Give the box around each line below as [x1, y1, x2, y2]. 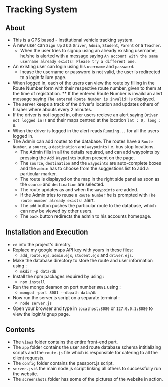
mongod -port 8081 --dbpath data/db [20, 290, 97, 295]
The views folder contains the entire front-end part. [12, 339, 118, 345]
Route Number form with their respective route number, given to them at [12, 85, 162, 91]
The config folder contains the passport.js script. [12, 360, 114, 366]
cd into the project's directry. [12, 241, 72, 247]
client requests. [12, 355, 45, 361]
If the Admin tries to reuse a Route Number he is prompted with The [20, 192, 156, 198]
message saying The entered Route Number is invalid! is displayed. [12, 96, 155, 102]
